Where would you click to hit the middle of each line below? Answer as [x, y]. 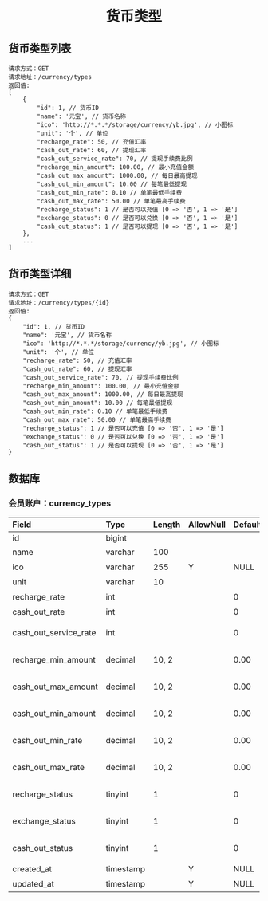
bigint [116, 537]
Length [167, 525]
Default [248, 525]
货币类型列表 [40, 48]
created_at [32, 868]
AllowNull [207, 525]
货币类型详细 [40, 274]
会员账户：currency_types [60, 503]
